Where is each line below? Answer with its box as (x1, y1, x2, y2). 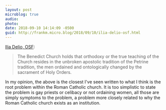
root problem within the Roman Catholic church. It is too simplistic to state (5, 84, 156, 90)
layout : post (5, 7, 32, 12)
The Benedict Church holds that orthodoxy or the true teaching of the (17, 54, 160, 59)
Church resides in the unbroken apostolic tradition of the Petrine (17, 59, 149, 64)
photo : (5, 21, 19, 26)
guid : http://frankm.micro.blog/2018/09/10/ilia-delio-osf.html (5, 30, 141, 35)
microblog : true (5, 12, 39, 17)
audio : (5, 16, 19, 21)
